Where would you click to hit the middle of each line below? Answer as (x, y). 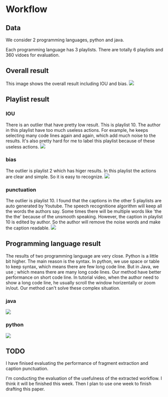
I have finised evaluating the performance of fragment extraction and (77, 363)
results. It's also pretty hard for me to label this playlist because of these (80, 141)
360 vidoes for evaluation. (33, 55)
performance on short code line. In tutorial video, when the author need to (82, 277)
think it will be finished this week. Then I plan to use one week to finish (79, 384)
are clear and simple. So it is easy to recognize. (55, 177)
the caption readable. (28, 228)
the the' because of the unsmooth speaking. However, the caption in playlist (84, 217)
